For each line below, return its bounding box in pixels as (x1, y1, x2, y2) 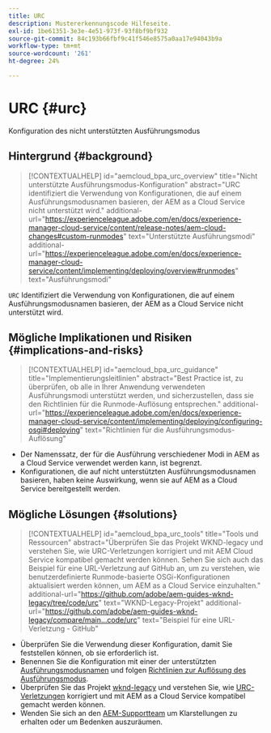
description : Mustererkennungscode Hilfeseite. (8, 19, 172, 28)
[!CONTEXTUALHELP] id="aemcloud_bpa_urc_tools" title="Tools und (28, 529, 259, 539)
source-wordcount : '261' (8, 49, 92, 58)
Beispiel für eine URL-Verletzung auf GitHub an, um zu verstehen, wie (28, 564, 260, 573)
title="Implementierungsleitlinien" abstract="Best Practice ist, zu (28, 374, 243, 384)
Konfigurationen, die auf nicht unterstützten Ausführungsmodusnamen (19, 467, 256, 477)
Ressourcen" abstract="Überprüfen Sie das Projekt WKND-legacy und (28, 538, 264, 547)
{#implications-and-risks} (8, 344, 144, 358)
